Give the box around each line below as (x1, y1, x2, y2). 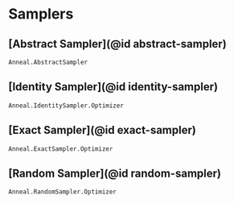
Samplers (8, 5, 74, 23)
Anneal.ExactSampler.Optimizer (8, 144, 113, 153)
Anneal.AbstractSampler (8, 58, 88, 66)
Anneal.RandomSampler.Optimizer (8, 188, 117, 196)
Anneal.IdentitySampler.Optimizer (8, 102, 125, 110)
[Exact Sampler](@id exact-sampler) (8, 123, 197, 137)
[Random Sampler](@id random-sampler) (8, 167, 221, 181)
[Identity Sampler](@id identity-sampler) (8, 80, 219, 94)
